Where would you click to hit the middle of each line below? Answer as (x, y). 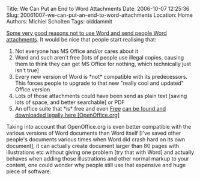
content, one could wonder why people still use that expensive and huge (96, 165)
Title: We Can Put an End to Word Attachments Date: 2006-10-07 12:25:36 (98, 9)
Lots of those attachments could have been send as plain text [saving (101, 96)
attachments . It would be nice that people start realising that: (81, 39)
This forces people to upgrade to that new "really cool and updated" (99, 83)
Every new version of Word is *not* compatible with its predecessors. (101, 77)
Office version (32, 89)
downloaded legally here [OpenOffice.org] (67, 115)
